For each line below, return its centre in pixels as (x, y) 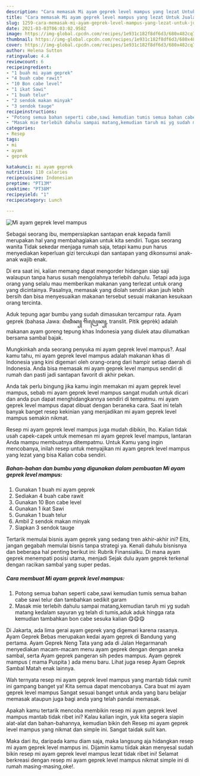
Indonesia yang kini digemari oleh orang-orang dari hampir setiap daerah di (99, 362)
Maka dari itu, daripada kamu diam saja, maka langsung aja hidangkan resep (100, 741)
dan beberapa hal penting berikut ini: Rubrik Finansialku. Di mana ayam (93, 552)
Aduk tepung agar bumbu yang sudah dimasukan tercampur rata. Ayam (94, 314)
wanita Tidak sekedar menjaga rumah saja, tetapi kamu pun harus (87, 247)
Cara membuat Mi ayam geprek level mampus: (65, 578)
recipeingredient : (29, 67)
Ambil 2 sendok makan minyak (52, 521)
